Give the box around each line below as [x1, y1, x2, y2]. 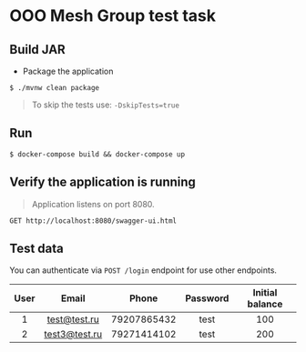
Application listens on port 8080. [31, 198, 155, 209]
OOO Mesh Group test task [9, 5, 217, 26]
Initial [252, 287, 278, 299]
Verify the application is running [9, 175, 196, 190]
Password [185, 292, 229, 305]
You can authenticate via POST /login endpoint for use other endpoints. [9, 265, 278, 276]
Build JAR [9, 42, 66, 57]
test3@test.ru [44, 328, 103, 341]
